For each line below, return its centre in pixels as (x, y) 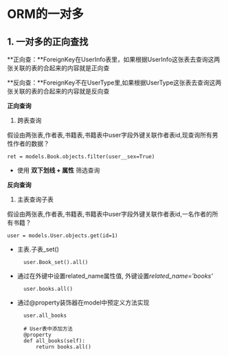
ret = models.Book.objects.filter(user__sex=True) (81, 157)
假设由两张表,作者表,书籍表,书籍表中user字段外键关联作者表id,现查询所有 (110, 135)
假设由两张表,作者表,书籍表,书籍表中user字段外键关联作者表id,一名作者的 (110, 214)
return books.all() (63, 347)
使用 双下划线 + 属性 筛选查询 (58, 170)
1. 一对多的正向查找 (48, 42)
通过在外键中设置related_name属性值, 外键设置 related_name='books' (115, 276)
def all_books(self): (55, 341)
